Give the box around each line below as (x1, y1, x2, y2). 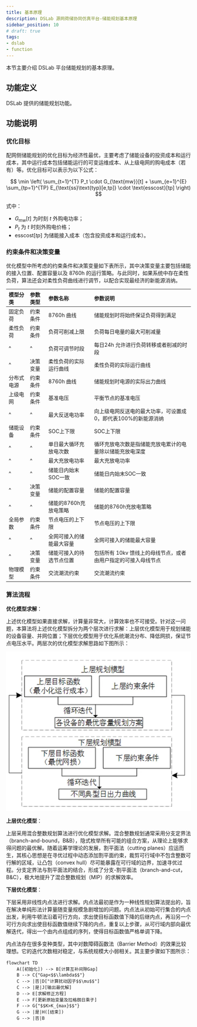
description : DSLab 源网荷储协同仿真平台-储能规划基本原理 (6, 15, 138, 22)
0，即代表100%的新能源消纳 (93, 415, 164, 422)
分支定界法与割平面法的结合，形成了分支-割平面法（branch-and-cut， (16, 866, 186, 874)
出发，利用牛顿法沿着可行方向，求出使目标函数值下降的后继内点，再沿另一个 (6, 913, 191, 920)
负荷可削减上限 (48, 328, 85, 335)
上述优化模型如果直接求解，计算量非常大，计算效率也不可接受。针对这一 (6, 617, 181, 625)
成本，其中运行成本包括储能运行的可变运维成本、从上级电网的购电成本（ (6, 159, 181, 166)
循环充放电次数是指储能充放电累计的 (93, 441, 182, 448)
